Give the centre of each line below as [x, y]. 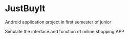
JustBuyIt [25, 9]
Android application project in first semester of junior [58, 22]
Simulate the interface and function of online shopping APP [65, 31]
